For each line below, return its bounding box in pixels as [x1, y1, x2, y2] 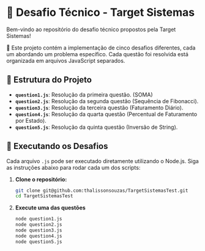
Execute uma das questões [15, 204, 86, 211]
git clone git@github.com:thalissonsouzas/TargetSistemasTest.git [15, 187, 188, 194]
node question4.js [15, 233, 62, 239]
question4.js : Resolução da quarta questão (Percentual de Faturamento [15, 110, 198, 118]
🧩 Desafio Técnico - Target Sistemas [6, 5, 195, 20]
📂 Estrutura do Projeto [6, 75, 92, 85]
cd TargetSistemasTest [15, 193, 73, 199]
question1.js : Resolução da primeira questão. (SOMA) [15, 91, 153, 98]
